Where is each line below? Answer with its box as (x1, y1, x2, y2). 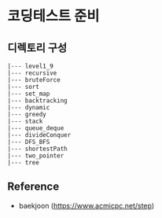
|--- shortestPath (7, 145, 68, 153)
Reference (7, 180, 60, 194)
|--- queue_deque (7, 124, 64, 132)
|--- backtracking (7, 97, 68, 105)
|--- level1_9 (7, 62, 54, 70)
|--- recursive (7, 69, 57, 77)
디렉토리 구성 (7, 41, 68, 54)
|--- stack (7, 117, 43, 125)
